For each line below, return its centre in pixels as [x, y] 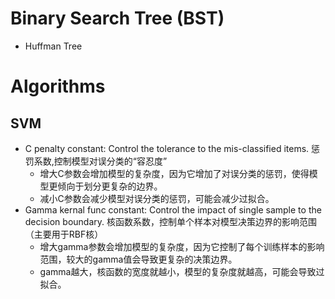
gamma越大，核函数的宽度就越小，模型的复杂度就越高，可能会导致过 [182, 271]
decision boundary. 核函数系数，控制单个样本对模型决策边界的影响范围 [170, 221]
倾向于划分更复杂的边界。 [110, 186]
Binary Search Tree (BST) [117, 18]
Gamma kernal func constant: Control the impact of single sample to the [173, 209]
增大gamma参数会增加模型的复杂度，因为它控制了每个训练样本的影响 [182, 246]
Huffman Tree [53, 46]
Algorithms [58, 86]
